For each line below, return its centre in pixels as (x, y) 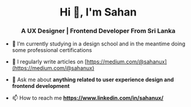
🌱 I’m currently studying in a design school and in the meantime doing (99, 44)
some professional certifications (52, 50)
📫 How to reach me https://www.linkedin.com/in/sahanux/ (88, 98)
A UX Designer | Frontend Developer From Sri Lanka (98, 31)
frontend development (41, 86)
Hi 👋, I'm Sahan (98, 12)
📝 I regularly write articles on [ (49, 62)
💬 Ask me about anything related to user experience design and (93, 80)
